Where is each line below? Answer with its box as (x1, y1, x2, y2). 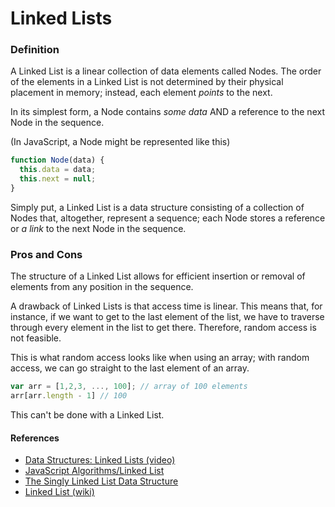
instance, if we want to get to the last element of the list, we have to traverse (10, 311, 325, 323)
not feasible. (10, 332, 62, 344)
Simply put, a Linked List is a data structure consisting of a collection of (10, 201, 305, 213)
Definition (10, 43, 60, 57)
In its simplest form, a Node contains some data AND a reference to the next (10, 106, 325, 118)
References (10, 432, 60, 444)
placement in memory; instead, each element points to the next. (10, 87, 273, 99)
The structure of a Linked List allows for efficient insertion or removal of (10, 270, 306, 282)
